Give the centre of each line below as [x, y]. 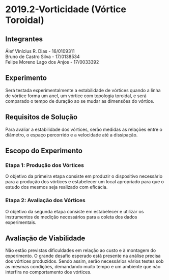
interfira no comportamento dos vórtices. [48, 272]
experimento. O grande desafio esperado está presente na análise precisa [83, 256]
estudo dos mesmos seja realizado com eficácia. [57, 187]
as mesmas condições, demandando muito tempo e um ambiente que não [83, 267]
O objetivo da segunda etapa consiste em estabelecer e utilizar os [75, 211]
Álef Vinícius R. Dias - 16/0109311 [40, 51]
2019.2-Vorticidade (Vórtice [66, 9]
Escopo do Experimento [44, 151]
